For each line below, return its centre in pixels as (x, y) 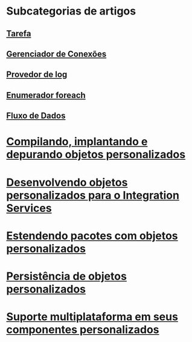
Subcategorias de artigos (71, 11)
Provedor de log (37, 75)
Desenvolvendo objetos (67, 182)
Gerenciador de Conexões (56, 54)
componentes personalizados (83, 330)
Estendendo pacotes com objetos (92, 236)
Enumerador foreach (46, 95)
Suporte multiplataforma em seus (92, 317)
